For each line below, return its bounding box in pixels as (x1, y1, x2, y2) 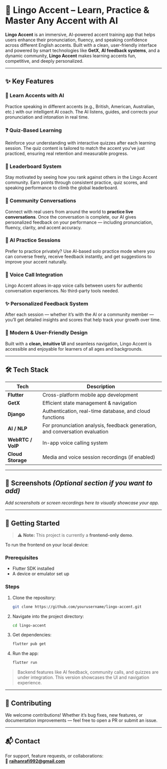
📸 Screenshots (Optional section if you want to (5, 479, 153, 487)
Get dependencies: (12, 632, 52, 638)
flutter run (12, 660, 37, 665)
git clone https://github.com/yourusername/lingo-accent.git (12, 604, 142, 609)
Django (7, 410, 25, 417)
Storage (7, 457, 27, 464)
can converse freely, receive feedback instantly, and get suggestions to (5, 254, 152, 259)
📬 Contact (5, 737, 40, 746)
